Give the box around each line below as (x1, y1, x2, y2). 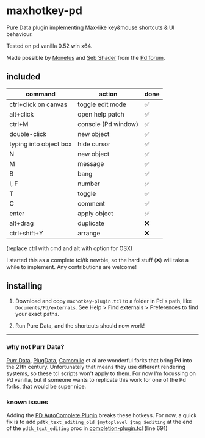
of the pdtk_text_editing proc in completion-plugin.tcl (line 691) (6, 425, 168, 432)
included (6, 71, 41, 82)
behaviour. (6, 30, 34, 37)
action (98, 90, 118, 98)
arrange (77, 229, 101, 237)
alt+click (9, 110, 34, 118)
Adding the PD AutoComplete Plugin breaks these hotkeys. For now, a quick (6, 412, 197, 419)
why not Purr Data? (6, 343, 65, 351)
